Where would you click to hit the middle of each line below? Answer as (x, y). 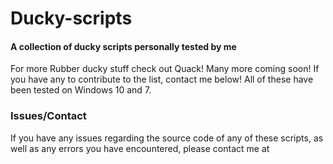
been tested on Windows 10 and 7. (81, 90)
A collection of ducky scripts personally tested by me (123, 46)
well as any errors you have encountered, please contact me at (140, 148)
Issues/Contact (48, 116)
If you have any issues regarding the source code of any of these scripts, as (167, 138)
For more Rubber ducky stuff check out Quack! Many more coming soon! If (165, 69)
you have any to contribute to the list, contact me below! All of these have (162, 79)
